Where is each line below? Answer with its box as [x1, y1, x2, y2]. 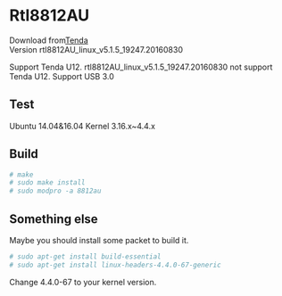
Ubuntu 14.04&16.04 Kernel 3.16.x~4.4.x [9, 120, 156, 131]
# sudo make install [9, 178, 87, 187]
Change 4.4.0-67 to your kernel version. [9, 276, 157, 287]
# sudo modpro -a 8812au [9, 186, 102, 196]
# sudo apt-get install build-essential [9, 252, 162, 261]
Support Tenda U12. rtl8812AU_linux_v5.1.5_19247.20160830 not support [9, 62, 273, 72]
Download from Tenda [9, 35, 88, 45]
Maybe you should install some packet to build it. [9, 235, 189, 245]
